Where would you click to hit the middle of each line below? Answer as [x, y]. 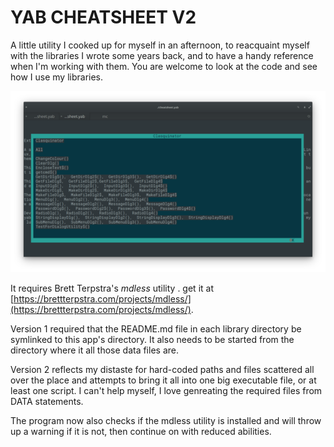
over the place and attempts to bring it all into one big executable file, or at [163, 380]
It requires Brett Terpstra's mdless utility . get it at [112, 288]
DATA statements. [47, 401]
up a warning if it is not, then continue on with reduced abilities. [141, 431]
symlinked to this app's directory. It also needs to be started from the [152, 339]
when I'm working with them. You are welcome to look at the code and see [164, 66]
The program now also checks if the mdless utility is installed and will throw [166, 420]
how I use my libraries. [57, 77]
